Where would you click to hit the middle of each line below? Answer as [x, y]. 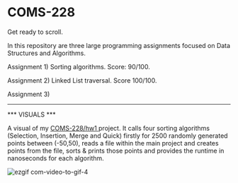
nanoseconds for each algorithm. [56, 158]
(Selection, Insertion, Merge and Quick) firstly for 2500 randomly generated [118, 136]
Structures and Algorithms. [47, 53]
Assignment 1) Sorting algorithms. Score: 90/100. [79, 66]
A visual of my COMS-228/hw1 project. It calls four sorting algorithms [109, 128]
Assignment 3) [29, 94]
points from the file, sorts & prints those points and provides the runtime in [116, 150]
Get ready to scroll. [35, 32]
